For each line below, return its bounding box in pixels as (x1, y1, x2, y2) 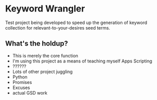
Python (12, 73, 28, 80)
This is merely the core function (12, 52, 79, 58)
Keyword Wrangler (5, 3, 85, 14)
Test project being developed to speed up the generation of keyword (5, 19, 147, 25)
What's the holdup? (5, 39, 68, 48)
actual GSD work (12, 89, 48, 95)
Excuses (12, 84, 30, 90)
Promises (12, 79, 32, 85)
